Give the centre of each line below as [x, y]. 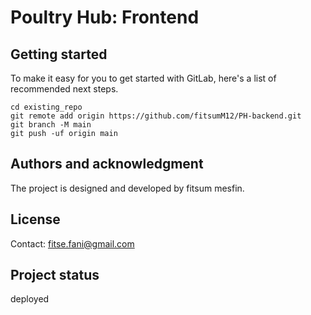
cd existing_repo [46, 107]
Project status [55, 275]
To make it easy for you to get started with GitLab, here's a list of [143, 78]
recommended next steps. [64, 89]
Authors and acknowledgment [107, 164]
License [35, 219]
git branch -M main [51, 125]
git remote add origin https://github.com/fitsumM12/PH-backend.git [156, 116]
